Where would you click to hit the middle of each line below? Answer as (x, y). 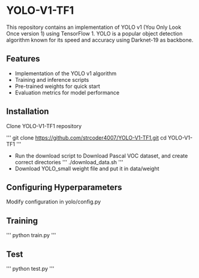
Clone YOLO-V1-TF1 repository (44, 126)
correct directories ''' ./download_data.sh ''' (69, 162)
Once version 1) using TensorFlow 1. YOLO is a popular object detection (94, 33)
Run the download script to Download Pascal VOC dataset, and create (101, 156)
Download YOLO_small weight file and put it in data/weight (87, 168)
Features (23, 59)
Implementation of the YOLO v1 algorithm (66, 73)
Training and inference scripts (52, 79)
